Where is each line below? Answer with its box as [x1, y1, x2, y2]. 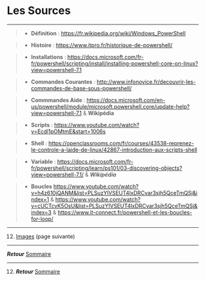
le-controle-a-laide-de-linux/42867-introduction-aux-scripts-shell [30, 146, 197, 153]
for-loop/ [30, 215, 54, 222]
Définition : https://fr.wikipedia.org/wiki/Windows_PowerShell [30, 29, 186, 37]
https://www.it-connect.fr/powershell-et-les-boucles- [57, 208, 192, 216]
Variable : [30, 158, 56, 165]
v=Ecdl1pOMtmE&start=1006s [30, 128, 106, 135]
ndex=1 [30, 195, 49, 203]
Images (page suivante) [15, 233, 75, 240]
